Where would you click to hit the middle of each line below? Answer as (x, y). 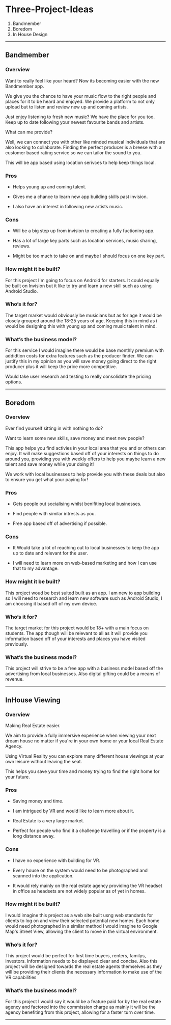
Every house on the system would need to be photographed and (80, 870)
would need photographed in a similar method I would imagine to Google (81, 926)
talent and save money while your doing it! (50, 464)
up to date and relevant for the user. (50, 553)
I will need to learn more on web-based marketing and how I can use (84, 563)
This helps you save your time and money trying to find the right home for (82, 771)
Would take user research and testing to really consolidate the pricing (78, 377)
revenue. (15, 679)
